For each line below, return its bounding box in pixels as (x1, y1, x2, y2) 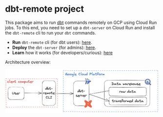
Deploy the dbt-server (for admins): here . (12, 44, 97, 50)
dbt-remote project (5, 3, 84, 15)
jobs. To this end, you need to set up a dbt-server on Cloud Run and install (5, 24, 155, 30)
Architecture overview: (5, 59, 51, 65)
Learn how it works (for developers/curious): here (12, 50, 113, 56)
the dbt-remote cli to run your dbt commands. (5, 30, 96, 36)
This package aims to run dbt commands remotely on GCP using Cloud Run (5, 19, 157, 25)
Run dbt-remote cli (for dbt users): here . (12, 39, 93, 45)
